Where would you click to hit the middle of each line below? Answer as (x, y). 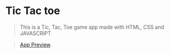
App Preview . (36, 45)
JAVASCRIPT (35, 33)
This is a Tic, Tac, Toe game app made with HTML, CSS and (92, 27)
